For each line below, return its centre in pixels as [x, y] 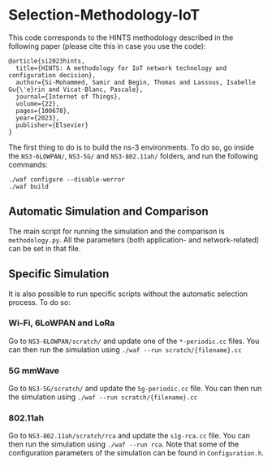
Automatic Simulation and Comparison [108, 212]
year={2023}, [38, 118]
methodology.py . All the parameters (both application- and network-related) [134, 240]
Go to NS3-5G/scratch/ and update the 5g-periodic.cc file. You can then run [135, 389]
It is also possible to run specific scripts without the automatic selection [128, 294]
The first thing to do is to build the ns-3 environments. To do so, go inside [131, 147]
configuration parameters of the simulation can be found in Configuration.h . [136, 453]
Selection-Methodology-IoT [104, 15]
